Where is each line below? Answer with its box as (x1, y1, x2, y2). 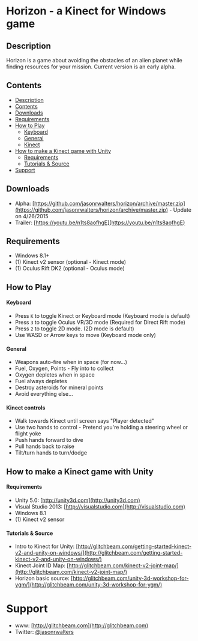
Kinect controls (6, 404, 46, 411)
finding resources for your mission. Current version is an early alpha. (6, 63, 176, 70)
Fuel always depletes (14, 378, 67, 385)
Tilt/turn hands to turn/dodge (14, 449, 88, 456)
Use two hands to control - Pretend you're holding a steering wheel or (14, 424, 188, 431)
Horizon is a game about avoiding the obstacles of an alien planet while (6, 57, 183, 64)
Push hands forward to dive (14, 437, 83, 444)
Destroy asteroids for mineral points (14, 384, 104, 391)
